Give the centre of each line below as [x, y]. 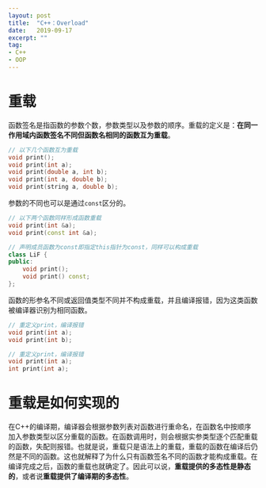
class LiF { [28, 255]
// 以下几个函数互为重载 [43, 150]
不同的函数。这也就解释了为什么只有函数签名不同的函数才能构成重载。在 [140, 456]
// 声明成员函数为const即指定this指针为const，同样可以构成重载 [103, 247]
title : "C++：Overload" [49, 23]
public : [21, 262]
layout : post [30, 15]
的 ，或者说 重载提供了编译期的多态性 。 [70, 476]
